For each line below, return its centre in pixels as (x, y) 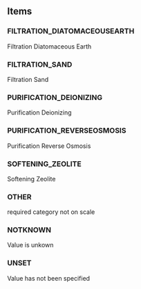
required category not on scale (51, 212)
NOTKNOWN (29, 230)
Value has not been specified (49, 278)
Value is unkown (30, 245)
